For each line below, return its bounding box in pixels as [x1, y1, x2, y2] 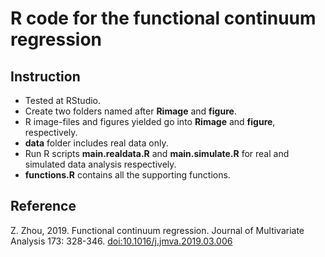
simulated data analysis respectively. [24, 158, 177, 170]
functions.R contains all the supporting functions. [24, 169, 231, 181]
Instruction [10, 68, 81, 85]
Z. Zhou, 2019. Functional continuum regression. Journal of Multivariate [10, 224, 305, 236]
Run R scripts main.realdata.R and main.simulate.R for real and [24, 148, 290, 159]
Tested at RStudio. [24, 95, 102, 106]
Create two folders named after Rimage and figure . [24, 105, 237, 117]
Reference [10, 198, 77, 215]
